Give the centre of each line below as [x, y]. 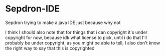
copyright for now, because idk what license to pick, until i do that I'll [76, 37]
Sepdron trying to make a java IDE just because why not [63, 22]
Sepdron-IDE [33, 9]
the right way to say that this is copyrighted [50, 48]
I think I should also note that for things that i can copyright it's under [76, 32]
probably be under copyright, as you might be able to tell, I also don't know [83, 42]
